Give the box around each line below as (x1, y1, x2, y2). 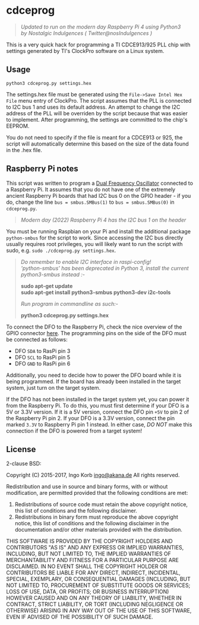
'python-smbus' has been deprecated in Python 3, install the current (20, 264, 189, 272)
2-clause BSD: (6, 460, 42, 467)
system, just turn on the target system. (6, 384, 101, 391)
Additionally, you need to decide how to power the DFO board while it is (6, 371, 182, 378)
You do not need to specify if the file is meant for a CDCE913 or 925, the (6, 134, 183, 141)
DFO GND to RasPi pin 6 (14, 360, 71, 367)
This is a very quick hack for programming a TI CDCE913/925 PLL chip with (6, 41, 191, 48)
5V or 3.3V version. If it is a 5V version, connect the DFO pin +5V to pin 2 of (6, 408, 189, 415)
